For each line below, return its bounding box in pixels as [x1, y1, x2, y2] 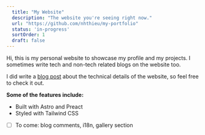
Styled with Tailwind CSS [15, 110, 79, 117]
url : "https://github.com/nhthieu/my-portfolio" [12, 20, 139, 26]
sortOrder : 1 [12, 32, 45, 38]
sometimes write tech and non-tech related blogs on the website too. [6, 61, 181, 68]
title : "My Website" [12, 9, 64, 15]
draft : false [12, 37, 45, 44]
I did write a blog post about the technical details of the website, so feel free [6, 73, 199, 80]
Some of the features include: [6, 91, 84, 98]
